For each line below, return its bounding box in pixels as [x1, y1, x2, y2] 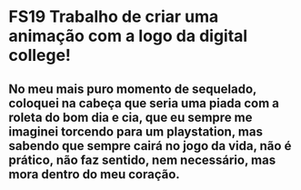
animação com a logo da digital [8, 25, 248, 46]
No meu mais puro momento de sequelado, [8, 81, 256, 96]
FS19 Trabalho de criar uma [8, 6, 219, 27]
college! [8, 45, 72, 65]
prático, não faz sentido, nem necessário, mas [8, 152, 276, 167]
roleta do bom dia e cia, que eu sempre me [8, 109, 253, 125]
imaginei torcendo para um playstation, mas [8, 124, 263, 139]
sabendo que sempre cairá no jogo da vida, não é [8, 138, 292, 154]
